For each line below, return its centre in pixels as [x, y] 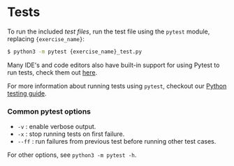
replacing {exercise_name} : [46, 38]
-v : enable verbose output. [57, 127]
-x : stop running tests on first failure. [71, 134]
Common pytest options [49, 111]
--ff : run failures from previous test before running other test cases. [117, 142]
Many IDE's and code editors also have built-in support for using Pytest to [114, 65]
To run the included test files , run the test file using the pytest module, [109, 31]
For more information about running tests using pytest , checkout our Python [117, 86]
